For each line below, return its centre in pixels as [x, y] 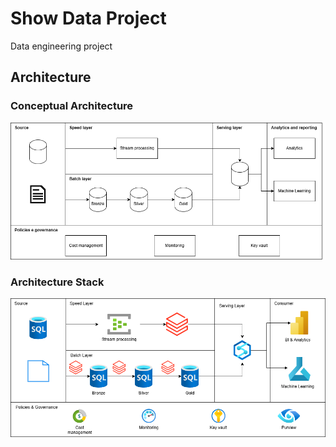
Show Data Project [88, 18]
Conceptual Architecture [72, 106]
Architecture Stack [57, 282]
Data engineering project [61, 46]
